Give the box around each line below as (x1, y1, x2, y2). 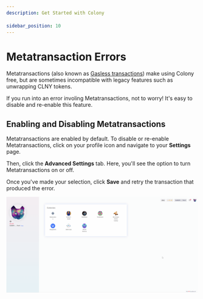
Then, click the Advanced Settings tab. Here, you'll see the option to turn (6, 160, 191, 167)
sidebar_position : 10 (6, 23, 61, 29)
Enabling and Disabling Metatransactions (6, 119, 166, 129)
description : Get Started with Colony (6, 10, 105, 16)
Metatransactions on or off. (6, 167, 75, 174)
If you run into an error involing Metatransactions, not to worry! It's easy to (6, 95, 193, 102)
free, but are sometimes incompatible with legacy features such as (6, 76, 173, 84)
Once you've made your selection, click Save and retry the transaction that (6, 178, 194, 186)
